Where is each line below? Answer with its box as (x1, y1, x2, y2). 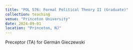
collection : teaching (5, 12, 50, 17)
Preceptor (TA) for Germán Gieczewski (5, 39, 85, 45)
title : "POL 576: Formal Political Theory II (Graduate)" (5, 7, 128, 12)
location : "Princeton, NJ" (5, 26, 61, 31)
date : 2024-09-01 (5, 21, 41, 26)
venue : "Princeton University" (5, 16, 70, 21)
